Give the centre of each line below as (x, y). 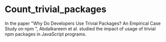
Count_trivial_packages (56, 9)
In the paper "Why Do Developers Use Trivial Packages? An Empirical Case (83, 23)
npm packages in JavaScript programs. (46, 34)
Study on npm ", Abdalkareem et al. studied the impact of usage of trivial (80, 28)
